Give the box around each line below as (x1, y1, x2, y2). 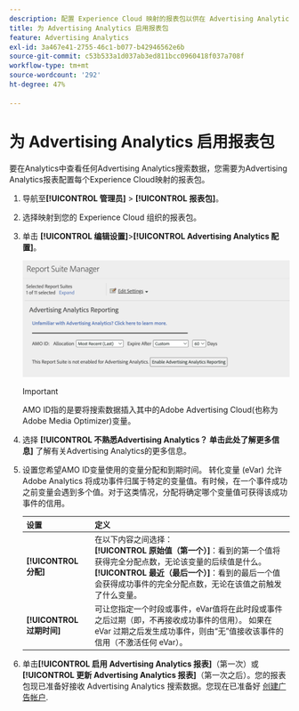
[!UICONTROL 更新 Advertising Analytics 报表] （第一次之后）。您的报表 (21, 669, 287, 680)
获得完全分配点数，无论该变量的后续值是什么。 (94, 556, 267, 567)
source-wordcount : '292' (9, 71, 101, 80)
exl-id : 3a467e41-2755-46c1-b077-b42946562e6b (9, 43, 185, 52)
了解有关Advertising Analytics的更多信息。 (35, 446, 191, 456)
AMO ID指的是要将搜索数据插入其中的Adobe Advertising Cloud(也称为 (21, 405, 279, 416)
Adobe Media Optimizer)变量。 (21, 416, 136, 426)
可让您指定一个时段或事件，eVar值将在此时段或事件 (94, 603, 283, 614)
